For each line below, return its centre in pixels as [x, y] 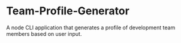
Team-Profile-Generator [68, 11]
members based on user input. [44, 33]
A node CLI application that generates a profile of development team [91, 27]
